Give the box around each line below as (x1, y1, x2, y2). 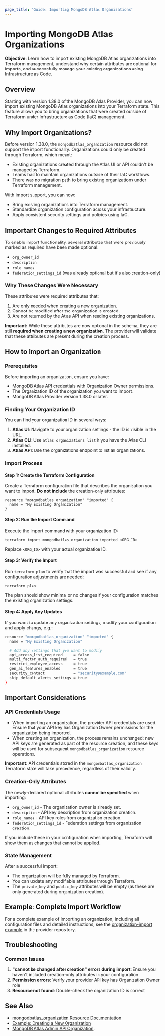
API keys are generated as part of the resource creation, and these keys (12, 740, 159, 747)
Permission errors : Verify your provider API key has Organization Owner (12, 977, 160, 983)
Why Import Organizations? (5, 128, 92, 137)
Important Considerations (5, 693, 86, 702)
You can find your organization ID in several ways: (5, 417, 107, 423)
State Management (5, 852, 52, 859)
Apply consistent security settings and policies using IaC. (12, 212, 129, 218)
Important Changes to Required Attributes (5, 226, 137, 235)
